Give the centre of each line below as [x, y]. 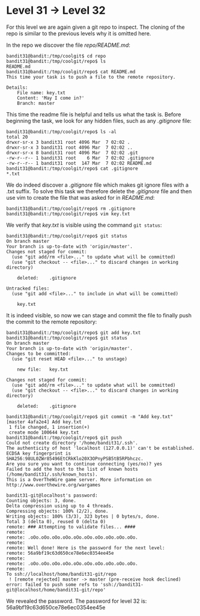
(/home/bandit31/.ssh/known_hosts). [52, 474]
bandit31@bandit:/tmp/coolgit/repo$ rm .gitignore [71, 208]
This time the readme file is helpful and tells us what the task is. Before [94, 114]
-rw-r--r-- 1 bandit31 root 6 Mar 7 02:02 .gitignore [80, 158]
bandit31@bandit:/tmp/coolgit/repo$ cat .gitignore [72, 169]
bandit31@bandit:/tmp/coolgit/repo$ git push [64, 438]
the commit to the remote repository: [52, 321]
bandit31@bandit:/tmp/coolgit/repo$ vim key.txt [68, 214]
